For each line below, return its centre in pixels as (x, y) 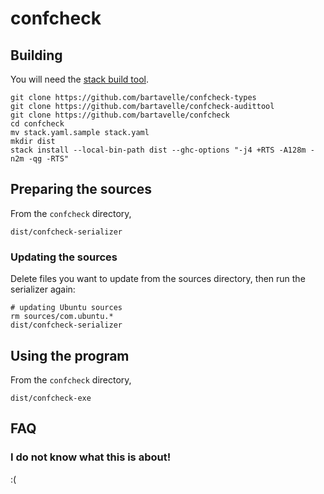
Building (36, 55)
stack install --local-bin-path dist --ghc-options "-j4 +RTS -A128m (158, 150)
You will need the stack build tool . (80, 79)
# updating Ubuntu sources (66, 308)
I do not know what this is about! (91, 457)
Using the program (70, 355)
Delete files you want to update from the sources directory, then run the (158, 279)
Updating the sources (64, 257)
